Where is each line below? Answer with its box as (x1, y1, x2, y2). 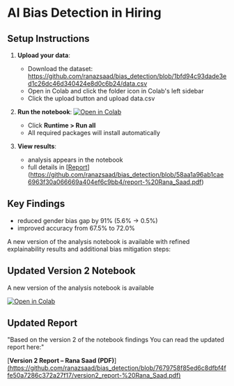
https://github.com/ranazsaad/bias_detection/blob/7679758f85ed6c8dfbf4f (9, 364, 226, 372)
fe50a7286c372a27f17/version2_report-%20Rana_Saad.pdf (7, 371, 179, 380)
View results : (17, 142, 57, 150)
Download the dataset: (27, 65, 93, 72)
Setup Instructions (7, 33, 90, 45)
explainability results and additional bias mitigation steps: (7, 245, 171, 253)
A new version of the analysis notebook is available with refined (7, 237, 190, 245)
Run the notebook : (17, 108, 72, 116)
